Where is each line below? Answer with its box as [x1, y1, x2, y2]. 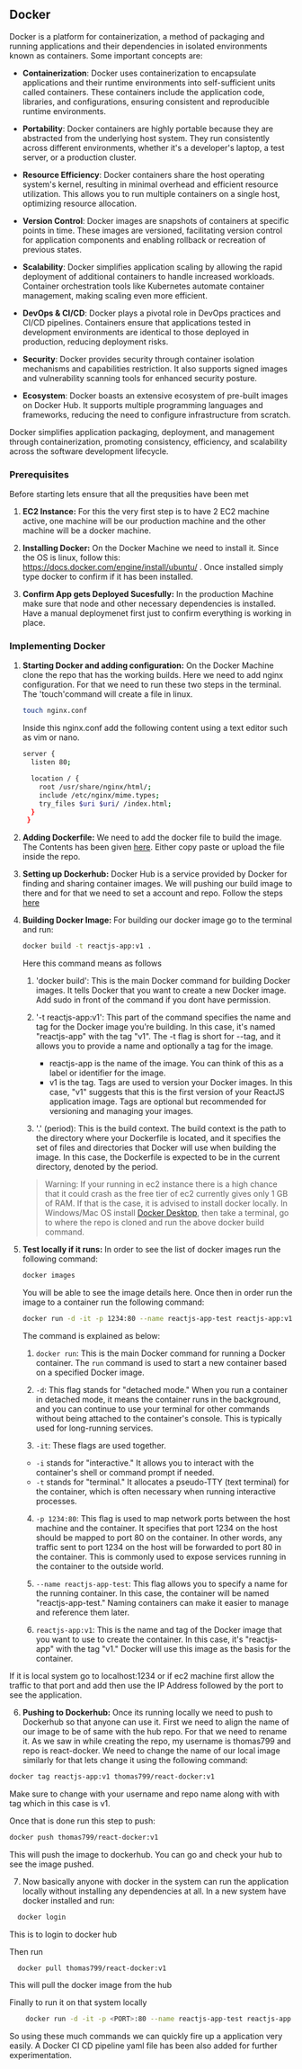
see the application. [9, 1690, 83, 1700]
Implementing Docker [9, 640, 106, 653]
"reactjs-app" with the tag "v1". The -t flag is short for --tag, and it [35, 1031, 281, 1042]
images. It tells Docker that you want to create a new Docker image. [35, 985, 287, 996]
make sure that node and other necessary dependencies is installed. [22, 598, 277, 610]
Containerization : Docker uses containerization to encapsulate [22, 67, 257, 78]
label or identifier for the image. [49, 1067, 166, 1078]
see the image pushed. [9, 1859, 94, 1869]
